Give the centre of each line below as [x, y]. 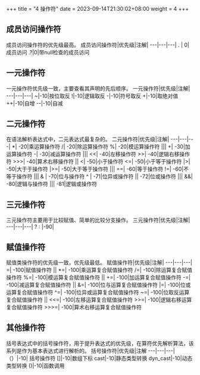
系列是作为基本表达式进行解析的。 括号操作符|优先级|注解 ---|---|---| [91, 351]
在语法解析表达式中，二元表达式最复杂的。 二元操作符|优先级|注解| [88, 140]
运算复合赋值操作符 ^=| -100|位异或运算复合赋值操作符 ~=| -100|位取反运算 [98, 292]
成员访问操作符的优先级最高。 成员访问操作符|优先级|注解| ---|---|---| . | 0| [98, 45]
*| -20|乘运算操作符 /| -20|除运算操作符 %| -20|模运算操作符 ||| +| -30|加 [101, 147]
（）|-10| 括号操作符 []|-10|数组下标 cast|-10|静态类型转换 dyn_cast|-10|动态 [99, 358]
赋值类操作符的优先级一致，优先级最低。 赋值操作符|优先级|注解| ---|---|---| [99, 263]
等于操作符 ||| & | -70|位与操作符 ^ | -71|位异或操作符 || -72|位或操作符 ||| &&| [100, 176]
